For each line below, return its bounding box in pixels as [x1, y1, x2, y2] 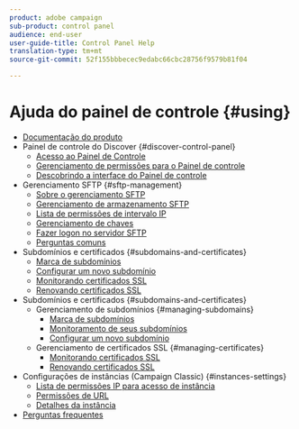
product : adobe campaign [9, 13, 103, 23]
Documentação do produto [22, 132, 123, 142]
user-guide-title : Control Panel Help [9, 38, 155, 48]
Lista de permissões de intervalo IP [35, 208, 167, 219]
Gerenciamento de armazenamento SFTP [35, 198, 190, 209]
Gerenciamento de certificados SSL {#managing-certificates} [35, 342, 264, 352]
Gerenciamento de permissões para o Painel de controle [35, 160, 246, 171]
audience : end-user [9, 30, 83, 39]
